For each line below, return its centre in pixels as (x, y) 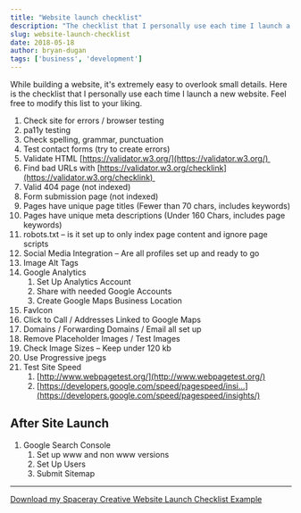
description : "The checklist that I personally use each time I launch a (150, 26)
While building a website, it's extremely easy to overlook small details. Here (149, 84)
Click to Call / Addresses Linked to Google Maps (112, 319)
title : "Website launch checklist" (76, 17)
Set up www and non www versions (103, 454)
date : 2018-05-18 (42, 42)
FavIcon (38, 310)
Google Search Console (67, 445)
